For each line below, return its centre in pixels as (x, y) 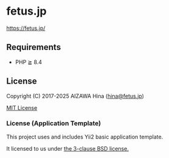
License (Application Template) (54, 123)
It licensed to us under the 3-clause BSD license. (68, 148)
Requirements (34, 47)
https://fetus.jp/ (26, 28)
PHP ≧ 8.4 (29, 62)
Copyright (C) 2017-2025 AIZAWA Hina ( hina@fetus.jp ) (75, 96)
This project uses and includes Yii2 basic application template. (85, 137)
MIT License (22, 107)
